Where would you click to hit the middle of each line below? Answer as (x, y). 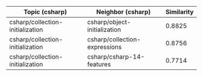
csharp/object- (109, 22)
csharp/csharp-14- (116, 57)
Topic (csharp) (46, 12)
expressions (105, 47)
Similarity (179, 12)
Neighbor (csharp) (124, 12)
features (99, 64)
